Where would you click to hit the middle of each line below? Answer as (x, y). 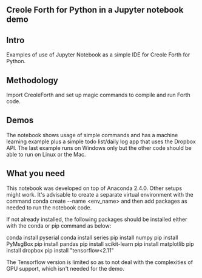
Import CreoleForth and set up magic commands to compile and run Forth (98, 95)
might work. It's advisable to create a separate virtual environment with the (100, 194)
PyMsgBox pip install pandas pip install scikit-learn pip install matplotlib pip (100, 244)
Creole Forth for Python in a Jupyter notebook (95, 10)
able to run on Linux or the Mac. (46, 154)
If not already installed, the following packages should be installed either (97, 219)
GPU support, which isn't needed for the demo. (65, 268)
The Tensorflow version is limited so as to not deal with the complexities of (99, 262)
